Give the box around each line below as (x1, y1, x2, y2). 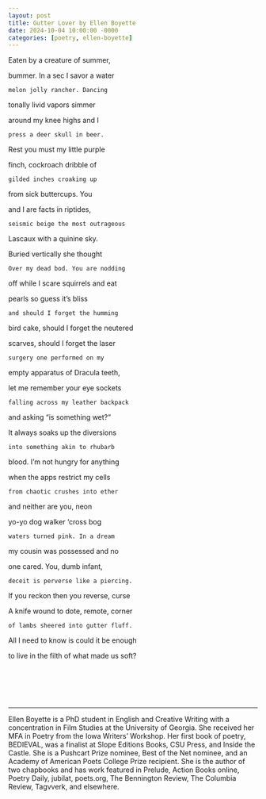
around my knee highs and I (8, 116, 99, 125)
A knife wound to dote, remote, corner (8, 606, 133, 616)
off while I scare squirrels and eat (8, 278, 117, 288)
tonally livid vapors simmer (8, 100, 97, 109)
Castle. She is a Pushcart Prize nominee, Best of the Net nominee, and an (8, 748, 248, 758)
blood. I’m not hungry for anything (8, 457, 120, 467)
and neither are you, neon (8, 501, 93, 512)
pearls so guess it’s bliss (8, 294, 89, 304)
